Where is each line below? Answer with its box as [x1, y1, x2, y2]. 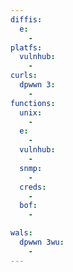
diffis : [10, 14, 43, 25]
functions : [10, 98, 56, 108]
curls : [10, 71, 38, 81]
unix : [19, 107, 43, 118]
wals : [10, 228, 33, 238]
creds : [19, 182, 47, 192]
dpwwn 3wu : [19, 237, 65, 247]
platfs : [10, 42, 43, 53]
